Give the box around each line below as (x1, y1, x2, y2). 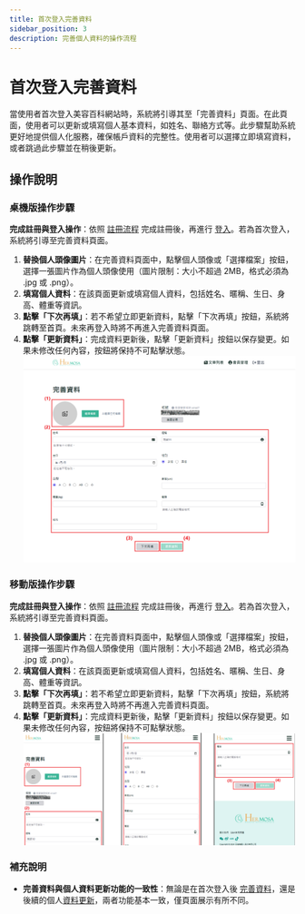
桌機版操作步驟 (9, 201, 75, 213)
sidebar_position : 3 (9, 24, 88, 34)
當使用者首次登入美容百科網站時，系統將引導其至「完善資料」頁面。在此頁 (9, 109, 288, 120)
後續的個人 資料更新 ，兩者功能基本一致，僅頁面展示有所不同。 (22, 894, 254, 905)
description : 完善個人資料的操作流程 (9, 34, 137, 43)
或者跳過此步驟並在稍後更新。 (9, 143, 121, 153)
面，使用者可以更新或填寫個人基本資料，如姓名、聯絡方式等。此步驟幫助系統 (9, 120, 296, 131)
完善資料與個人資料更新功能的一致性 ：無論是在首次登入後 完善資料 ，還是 (22, 883, 296, 894)
